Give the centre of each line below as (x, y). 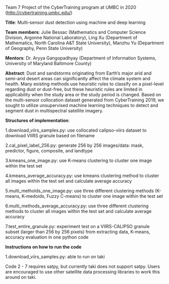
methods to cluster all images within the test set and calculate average (78, 211)
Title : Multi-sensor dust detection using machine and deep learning (75, 22)
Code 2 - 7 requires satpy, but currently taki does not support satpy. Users (83, 266)
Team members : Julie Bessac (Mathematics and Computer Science (76, 32)
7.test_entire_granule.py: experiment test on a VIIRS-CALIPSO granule (77, 226)
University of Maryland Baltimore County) (48, 63)
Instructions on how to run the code (43, 247)
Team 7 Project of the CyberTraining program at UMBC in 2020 (71, 7)
